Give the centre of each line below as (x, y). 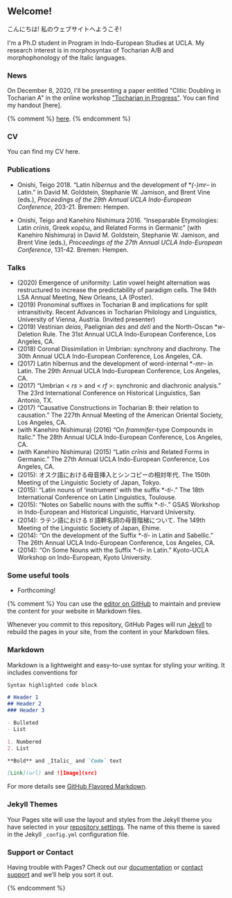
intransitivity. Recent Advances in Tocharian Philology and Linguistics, (117, 312)
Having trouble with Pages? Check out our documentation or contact (105, 867)
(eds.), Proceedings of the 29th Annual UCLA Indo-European (104, 199)
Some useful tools (38, 575)
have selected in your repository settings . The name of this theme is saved (114, 827)
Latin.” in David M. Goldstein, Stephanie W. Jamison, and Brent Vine (114, 192)
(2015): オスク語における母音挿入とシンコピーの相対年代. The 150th (114, 475)
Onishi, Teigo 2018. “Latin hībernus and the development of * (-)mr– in (117, 185)
